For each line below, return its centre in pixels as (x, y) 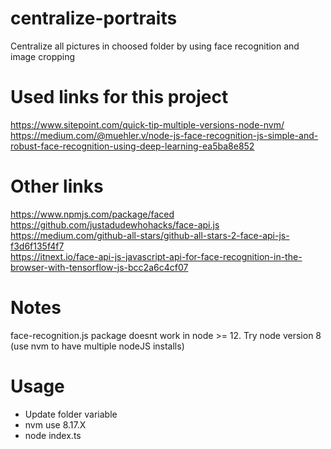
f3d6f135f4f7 (37, 246)
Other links (57, 186)
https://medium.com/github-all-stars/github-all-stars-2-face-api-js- (150, 235)
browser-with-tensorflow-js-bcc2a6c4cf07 (99, 267)
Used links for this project (119, 97)
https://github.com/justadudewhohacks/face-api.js (115, 224)
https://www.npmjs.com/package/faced (92, 214)
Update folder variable (71, 414)
